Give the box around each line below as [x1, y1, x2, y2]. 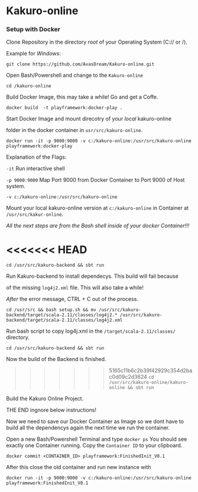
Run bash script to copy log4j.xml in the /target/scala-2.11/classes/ [6, 327, 176, 334]
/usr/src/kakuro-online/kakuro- [109, 379, 189, 386]
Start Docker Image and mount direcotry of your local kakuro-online [6, 115, 172, 122]
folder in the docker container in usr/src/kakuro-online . [6, 127, 143, 134]
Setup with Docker [6, 25, 61, 34]
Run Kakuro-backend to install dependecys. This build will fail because [6, 273, 178, 280]
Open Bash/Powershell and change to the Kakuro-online [6, 72, 144, 79]
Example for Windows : [6, 50, 61, 57]
